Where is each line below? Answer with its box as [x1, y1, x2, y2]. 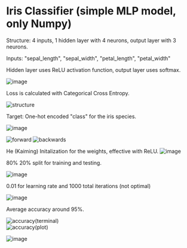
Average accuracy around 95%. [6, 205, 85, 213]
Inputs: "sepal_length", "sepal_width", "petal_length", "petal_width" [6, 55, 171, 62]
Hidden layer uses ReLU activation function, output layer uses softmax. [6, 66, 181, 73]
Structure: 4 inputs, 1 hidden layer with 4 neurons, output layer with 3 [6, 37, 176, 44]
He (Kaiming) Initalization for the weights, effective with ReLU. [6, 147, 159, 155]
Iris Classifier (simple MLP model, [6, 4, 176, 18]
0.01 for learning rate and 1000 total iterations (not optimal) [6, 182, 151, 189]
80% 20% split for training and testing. [6, 159, 102, 166]
